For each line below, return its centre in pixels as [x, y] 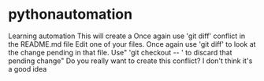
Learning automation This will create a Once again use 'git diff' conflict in [127, 36]
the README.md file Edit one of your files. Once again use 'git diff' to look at [132, 44]
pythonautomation [70, 14]
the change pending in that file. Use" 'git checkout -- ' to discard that [120, 52]
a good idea [28, 69]
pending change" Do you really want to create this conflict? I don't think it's [130, 61]
